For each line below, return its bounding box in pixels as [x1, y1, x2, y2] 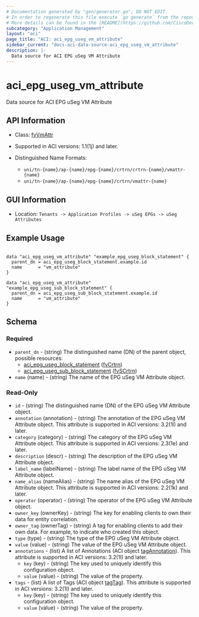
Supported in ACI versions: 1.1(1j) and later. [14, 143, 118, 150]
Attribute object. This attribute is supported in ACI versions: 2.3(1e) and [14, 440, 188, 447]
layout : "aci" [6, 31, 41, 37]
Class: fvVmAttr [14, 131, 53, 139]
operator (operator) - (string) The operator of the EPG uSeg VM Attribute [14, 496, 192, 503]
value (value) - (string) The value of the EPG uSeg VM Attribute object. [14, 541, 188, 548]
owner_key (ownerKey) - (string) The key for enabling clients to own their [14, 509, 191, 516]
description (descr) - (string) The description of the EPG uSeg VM [14, 452, 178, 459]
